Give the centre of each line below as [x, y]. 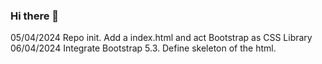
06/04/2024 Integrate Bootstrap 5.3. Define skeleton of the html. [143, 48]
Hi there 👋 [35, 16]
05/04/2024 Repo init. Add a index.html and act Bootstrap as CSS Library [161, 38]
